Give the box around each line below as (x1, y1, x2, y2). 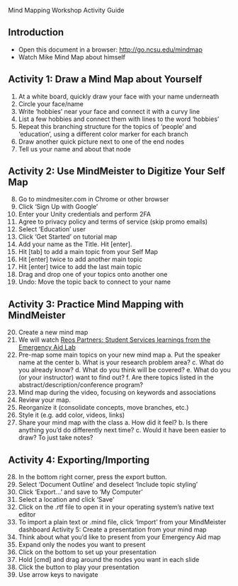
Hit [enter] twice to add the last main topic (18, 263, 142, 271)
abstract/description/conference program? (18, 381, 144, 389)
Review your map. (18, 396, 72, 404)
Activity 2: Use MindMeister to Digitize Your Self (8, 166, 225, 178)
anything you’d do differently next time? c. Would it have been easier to (18, 426, 226, 435)
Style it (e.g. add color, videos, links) (18, 410, 125, 420)
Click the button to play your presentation (18, 563, 140, 572)
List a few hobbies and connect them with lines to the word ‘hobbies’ (18, 115, 220, 123)
